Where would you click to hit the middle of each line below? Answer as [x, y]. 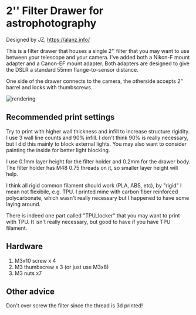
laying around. [23, 204]
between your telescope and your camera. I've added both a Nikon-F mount [98, 57]
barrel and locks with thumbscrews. [49, 87]
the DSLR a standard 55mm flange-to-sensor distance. [72, 69]
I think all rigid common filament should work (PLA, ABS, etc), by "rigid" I [94, 185]
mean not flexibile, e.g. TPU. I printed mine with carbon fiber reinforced [92, 192]
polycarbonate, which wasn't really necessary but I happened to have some [98, 197]
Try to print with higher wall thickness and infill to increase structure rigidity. [98, 131]
